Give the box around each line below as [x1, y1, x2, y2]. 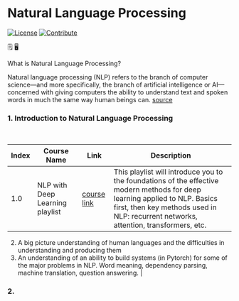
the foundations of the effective [113, 176, 219, 186]
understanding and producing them [17, 246, 122, 255]
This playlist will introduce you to [113, 167, 223, 177]
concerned [7, 87, 40, 97]
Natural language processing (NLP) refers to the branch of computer [7, 72, 208, 81]
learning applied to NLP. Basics [113, 194, 218, 204]
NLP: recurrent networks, [113, 212, 198, 221]
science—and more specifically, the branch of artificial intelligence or [7, 80, 211, 89]
